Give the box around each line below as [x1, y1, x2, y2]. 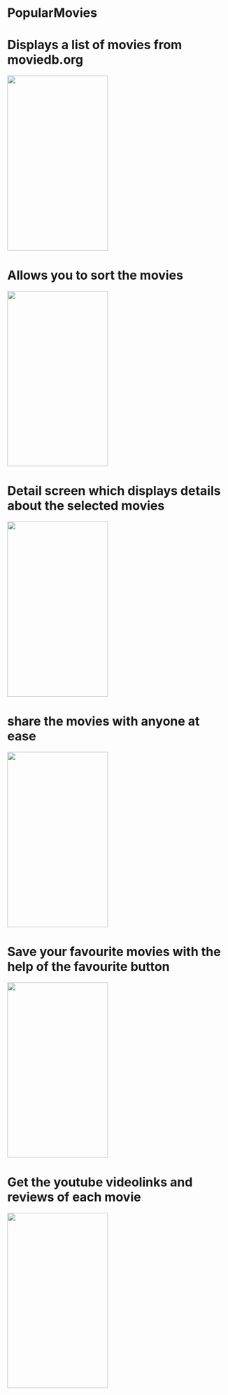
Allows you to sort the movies [7, 268, 184, 283]
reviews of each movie [7, 1190, 141, 1205]
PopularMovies [7, 5, 98, 21]
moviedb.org [7, 52, 84, 68]
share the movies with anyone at [7, 714, 200, 730]
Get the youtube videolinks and [7, 1174, 193, 1190]
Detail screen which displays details [7, 483, 221, 499]
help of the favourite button [7, 959, 170, 975]
